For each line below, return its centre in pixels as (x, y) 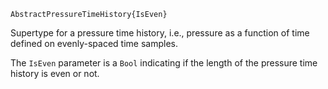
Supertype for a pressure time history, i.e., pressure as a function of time (160, 33)
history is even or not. (55, 73)
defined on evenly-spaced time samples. (94, 43)
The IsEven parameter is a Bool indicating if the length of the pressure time (164, 63)
